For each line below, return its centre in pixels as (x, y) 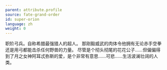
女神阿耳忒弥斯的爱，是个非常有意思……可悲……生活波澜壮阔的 (88, 56)
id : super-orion (22, 19)
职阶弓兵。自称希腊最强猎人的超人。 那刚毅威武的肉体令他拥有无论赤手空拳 (83, 44)
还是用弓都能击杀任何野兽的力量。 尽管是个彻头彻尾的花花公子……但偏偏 (81, 50)
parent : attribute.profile (34, 10)
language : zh (19, 24)
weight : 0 (16, 29)
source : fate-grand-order (32, 15)
